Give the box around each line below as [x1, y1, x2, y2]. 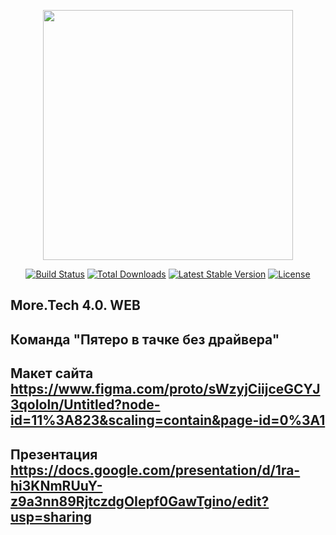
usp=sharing [10, 508, 93, 525]
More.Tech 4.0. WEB [10, 297, 141, 314]
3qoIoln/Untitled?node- [10, 396, 161, 414]
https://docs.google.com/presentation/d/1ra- [10, 461, 301, 479]
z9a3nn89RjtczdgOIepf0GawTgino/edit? [10, 493, 270, 510]
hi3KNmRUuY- [10, 477, 103, 494]
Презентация [10, 446, 98, 463]
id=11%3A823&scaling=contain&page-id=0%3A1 [10, 412, 326, 429]
